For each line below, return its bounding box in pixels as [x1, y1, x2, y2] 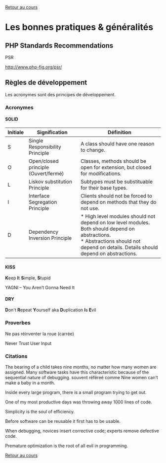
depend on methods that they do [81, 198, 157, 205]
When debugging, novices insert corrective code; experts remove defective [5, 428, 159, 434]
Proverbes [5, 320, 31, 327]
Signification [37, 129, 68, 135]
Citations [5, 352, 28, 359]
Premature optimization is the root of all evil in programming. [5, 443, 128, 449]
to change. [81, 146, 105, 153]
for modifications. [81, 170, 122, 177]
